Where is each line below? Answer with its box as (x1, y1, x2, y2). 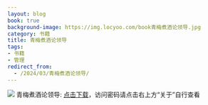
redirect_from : (7, 63, 53, 70)
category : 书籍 (7, 30, 51, 38)
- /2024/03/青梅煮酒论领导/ (14, 70, 90, 77)
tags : (7, 43, 24, 50)
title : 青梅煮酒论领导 (7, 37, 68, 44)
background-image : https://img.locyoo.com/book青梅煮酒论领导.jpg (7, 23, 202, 31)
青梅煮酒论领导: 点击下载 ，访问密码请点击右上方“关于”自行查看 (16, 90, 201, 99)
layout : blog (7, 10, 46, 18)
